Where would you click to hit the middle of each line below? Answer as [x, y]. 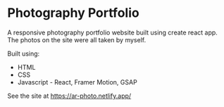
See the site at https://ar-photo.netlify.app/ [69, 96]
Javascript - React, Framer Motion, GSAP [77, 82]
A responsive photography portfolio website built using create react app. [113, 32]
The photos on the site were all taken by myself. [77, 39]
